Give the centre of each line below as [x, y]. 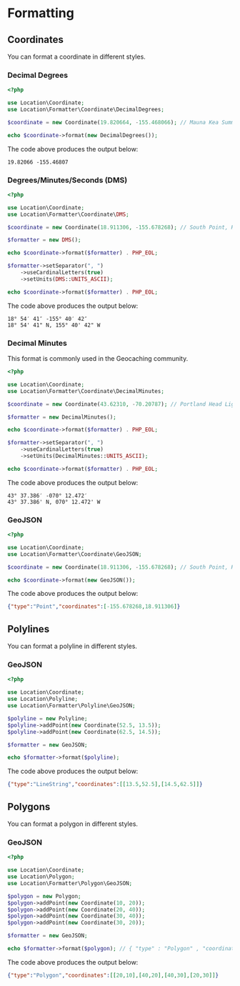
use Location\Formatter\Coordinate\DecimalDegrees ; [86, 110]
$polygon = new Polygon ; [44, 896]
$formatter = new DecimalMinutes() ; [62, 417]
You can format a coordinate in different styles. [77, 56]
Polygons [29, 806]
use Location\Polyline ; [43, 699]
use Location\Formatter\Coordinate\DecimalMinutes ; [86, 391]
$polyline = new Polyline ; [47, 718]
